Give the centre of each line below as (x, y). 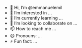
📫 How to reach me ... (33, 29)
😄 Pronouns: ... (26, 36)
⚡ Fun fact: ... (23, 41)
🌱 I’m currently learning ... (36, 18)
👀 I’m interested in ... (31, 13)
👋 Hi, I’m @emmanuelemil (36, 8)
